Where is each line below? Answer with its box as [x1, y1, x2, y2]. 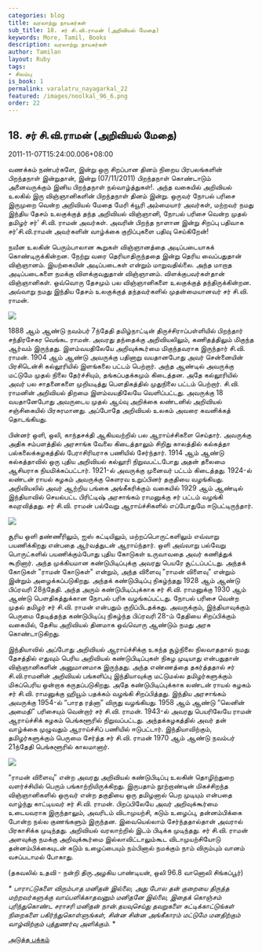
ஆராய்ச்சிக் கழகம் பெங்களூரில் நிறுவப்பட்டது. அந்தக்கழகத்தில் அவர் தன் [8, 715, 227, 725]
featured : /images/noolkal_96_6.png [8, 92, 128, 100]
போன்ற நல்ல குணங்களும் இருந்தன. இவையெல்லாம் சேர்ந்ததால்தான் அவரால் [8, 816, 243, 826]
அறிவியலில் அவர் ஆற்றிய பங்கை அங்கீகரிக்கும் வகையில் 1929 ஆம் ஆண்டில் [8, 483, 243, 493]
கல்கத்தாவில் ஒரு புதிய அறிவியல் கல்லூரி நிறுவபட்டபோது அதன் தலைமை [8, 456, 226, 466]
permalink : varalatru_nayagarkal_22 [8, 84, 128, 93]
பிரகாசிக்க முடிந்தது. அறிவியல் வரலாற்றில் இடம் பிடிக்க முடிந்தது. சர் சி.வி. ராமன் [8, 825, 249, 835]
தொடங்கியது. [8, 414, 47, 423]
